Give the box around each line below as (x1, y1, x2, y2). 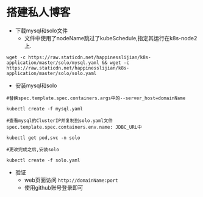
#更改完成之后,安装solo (6, 146, 60, 152)
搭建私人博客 (6, 5, 71, 20)
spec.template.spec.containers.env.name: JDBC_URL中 (6, 124, 142, 130)
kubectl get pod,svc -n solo (6, 135, 80, 141)
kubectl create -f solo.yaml (6, 157, 80, 163)
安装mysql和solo (15, 82, 57, 89)
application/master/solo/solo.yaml (6, 70, 97, 76)
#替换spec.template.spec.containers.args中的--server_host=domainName (6, 95, 186, 101)
